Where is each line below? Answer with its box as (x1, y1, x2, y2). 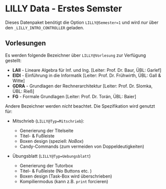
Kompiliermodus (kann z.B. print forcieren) (19, 178, 109, 184)
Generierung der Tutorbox (19, 162, 73, 169)
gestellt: (5, 58, 22, 63)
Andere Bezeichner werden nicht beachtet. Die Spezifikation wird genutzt (5, 103, 155, 109)
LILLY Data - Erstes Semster (5, 3, 122, 14)
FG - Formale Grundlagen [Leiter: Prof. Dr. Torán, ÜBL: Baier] (12, 93, 136, 99)
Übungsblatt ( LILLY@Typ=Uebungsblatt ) (12, 153, 91, 159)
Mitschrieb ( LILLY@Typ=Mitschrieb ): (12, 118, 84, 124)
